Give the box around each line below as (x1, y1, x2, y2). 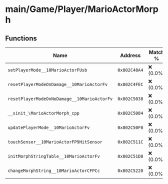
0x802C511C (117, 139, 143, 144)
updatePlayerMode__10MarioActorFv (7, 125, 90, 130)
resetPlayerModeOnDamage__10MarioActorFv (7, 81, 108, 87)
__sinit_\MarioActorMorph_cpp (7, 110, 80, 116)
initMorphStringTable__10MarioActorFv (7, 153, 100, 159)
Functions (5, 34, 37, 42)
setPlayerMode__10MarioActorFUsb (7, 67, 87, 73)
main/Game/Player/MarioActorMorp (5, 3, 158, 15)
